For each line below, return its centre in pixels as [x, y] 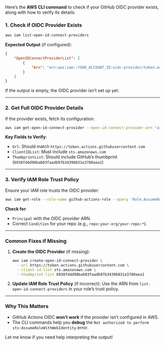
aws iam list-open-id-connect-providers [47, 35]
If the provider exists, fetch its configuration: [50, 119]
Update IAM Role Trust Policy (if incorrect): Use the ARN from [75, 284]
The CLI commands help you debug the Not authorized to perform [81, 322]
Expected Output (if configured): [39, 45]
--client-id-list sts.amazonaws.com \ [56, 270]
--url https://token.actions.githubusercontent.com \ [73, 265]
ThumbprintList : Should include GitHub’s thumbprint [65, 157]
